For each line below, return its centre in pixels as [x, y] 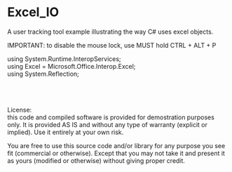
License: [20, 110]
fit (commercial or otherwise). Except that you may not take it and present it [116, 153]
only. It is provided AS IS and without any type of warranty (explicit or [108, 124]
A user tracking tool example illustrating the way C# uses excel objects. [110, 32]
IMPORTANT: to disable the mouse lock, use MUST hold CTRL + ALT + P [112, 45]
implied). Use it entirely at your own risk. [66, 132]
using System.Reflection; [43, 74]
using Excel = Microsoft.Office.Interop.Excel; [71, 66]
